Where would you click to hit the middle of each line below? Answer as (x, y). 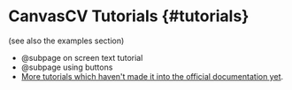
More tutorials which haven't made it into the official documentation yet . (152, 76)
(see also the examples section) (66, 41)
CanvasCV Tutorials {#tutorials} (129, 16)
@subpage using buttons (67, 67)
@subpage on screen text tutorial (82, 57)
